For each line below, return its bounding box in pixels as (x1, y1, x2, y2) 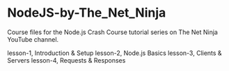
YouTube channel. (7, 35, 59, 43)
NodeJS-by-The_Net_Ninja (7, 5, 166, 21)
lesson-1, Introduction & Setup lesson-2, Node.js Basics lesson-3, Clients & (7, 49, 222, 57)
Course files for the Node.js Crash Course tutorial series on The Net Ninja (7, 28, 218, 36)
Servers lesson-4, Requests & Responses (7, 56, 126, 64)
